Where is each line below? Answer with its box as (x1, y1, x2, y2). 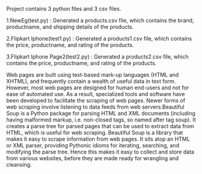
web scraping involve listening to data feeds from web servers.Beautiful (6, 103, 185, 111)
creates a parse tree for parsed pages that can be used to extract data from (6, 123, 195, 129)
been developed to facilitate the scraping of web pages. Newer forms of (6, 97, 186, 104)
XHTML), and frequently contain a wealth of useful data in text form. (6, 78, 176, 85)
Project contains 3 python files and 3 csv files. (6, 5, 122, 12)
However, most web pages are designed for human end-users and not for (6, 84, 189, 91)
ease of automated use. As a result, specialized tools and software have (6, 91, 185, 97)
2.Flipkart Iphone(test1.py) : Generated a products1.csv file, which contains (6, 35, 192, 42)
